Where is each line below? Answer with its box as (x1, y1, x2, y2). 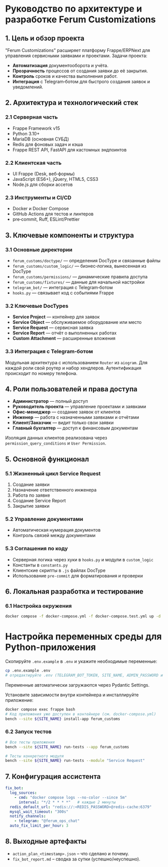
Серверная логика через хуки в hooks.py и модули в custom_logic (12, 556, 153, 562)
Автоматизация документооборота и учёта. (12, 63, 109, 68)
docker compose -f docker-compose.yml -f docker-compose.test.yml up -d (5, 614, 161, 619)
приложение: (5, 697, 34, 703)
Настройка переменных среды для (5, 631, 162, 642)
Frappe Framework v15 (12, 125, 60, 131)
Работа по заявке (12, 492, 50, 498)
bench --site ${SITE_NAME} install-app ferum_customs (5, 716, 121, 721)
